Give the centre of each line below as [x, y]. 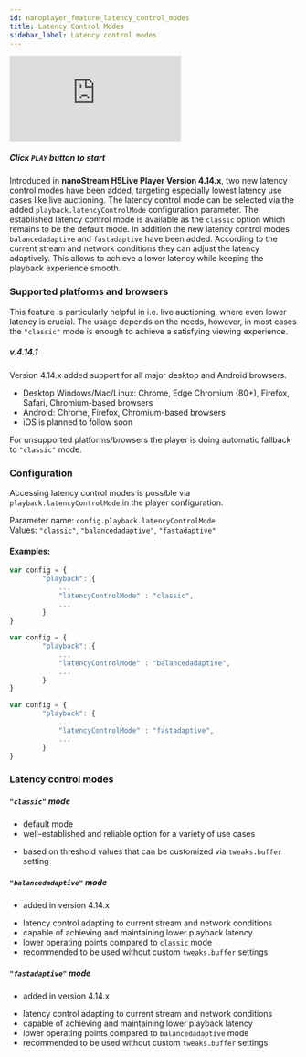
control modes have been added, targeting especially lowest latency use [146, 190]
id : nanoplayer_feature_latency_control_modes [100, 18]
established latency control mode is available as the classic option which [148, 219]
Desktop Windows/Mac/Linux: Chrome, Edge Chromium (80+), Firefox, [156, 393]
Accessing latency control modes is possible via [100, 492]
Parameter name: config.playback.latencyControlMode [113, 520]
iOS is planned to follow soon [78, 422]
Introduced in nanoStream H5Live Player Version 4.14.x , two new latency [148, 181]
